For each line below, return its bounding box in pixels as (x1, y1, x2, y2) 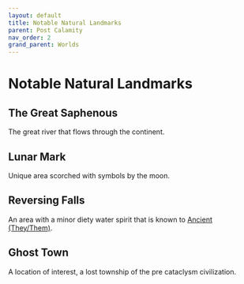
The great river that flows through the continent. (8, 127, 165, 136)
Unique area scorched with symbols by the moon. (8, 170, 171, 180)
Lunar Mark (8, 150, 66, 163)
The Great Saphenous (8, 106, 118, 119)
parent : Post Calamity (8, 26, 83, 34)
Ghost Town (8, 246, 69, 260)
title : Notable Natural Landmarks (8, 19, 122, 27)
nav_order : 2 (8, 33, 51, 42)
